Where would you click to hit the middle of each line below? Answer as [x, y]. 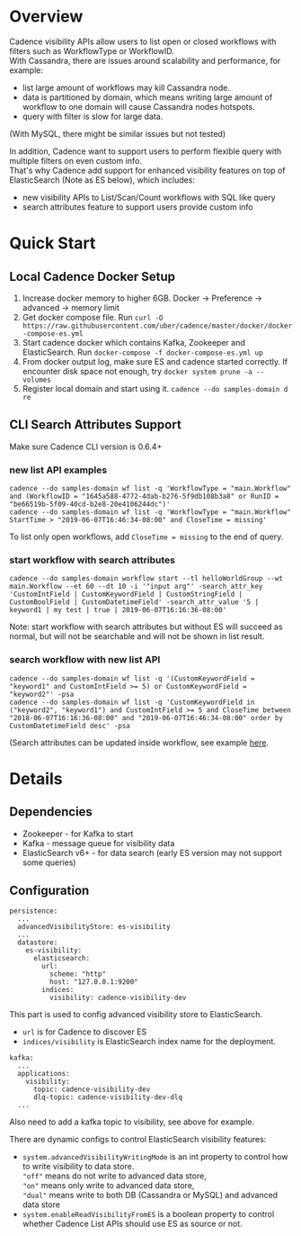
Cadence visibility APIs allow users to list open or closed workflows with [143, 41]
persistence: [34, 911]
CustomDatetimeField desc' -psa [70, 726]
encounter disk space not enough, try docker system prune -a [137, 371]
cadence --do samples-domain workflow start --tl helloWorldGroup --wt [146, 579]
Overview [46, 17]
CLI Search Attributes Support [95, 425]
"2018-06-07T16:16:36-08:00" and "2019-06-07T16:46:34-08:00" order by [146, 717]
